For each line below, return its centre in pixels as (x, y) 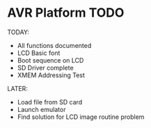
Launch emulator (41, 109)
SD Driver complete (46, 67)
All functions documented (54, 45)
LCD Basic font (39, 53)
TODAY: (18, 32)
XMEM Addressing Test (51, 75)
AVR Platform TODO (66, 13)
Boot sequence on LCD (50, 60)
